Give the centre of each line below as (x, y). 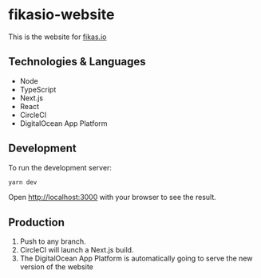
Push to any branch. (53, 241)
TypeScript (38, 89)
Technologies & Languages (77, 62)
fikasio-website (61, 15)
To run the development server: (60, 167)
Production (37, 222)
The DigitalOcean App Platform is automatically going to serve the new (136, 258)
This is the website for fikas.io (57, 37)
